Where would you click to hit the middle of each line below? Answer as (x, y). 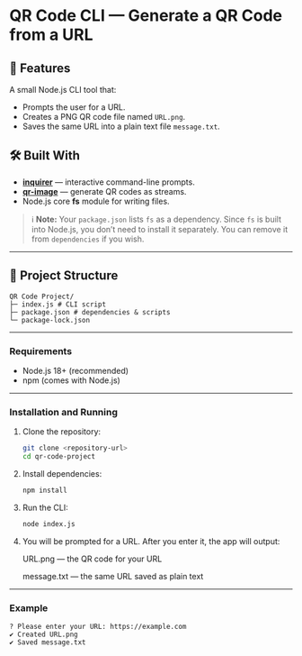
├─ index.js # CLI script (58, 304)
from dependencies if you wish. (88, 239)
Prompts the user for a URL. (74, 107)
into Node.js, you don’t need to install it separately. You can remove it (160, 229)
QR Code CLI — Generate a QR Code (146, 16)
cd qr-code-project (59, 457)
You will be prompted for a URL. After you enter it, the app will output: (151, 541)
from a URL (51, 35)
